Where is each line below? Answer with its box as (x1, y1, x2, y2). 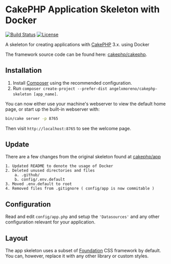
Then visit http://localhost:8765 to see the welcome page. (5, 125, 132, 131)
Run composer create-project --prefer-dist (12, 85, 108, 91)
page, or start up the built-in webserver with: (5, 106, 100, 112)
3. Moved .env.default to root (5, 181, 72, 187)
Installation (5, 66, 42, 75)
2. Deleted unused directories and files (5, 168, 95, 173)
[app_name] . (33, 91, 58, 97)
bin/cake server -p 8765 (5, 116, 58, 121)
